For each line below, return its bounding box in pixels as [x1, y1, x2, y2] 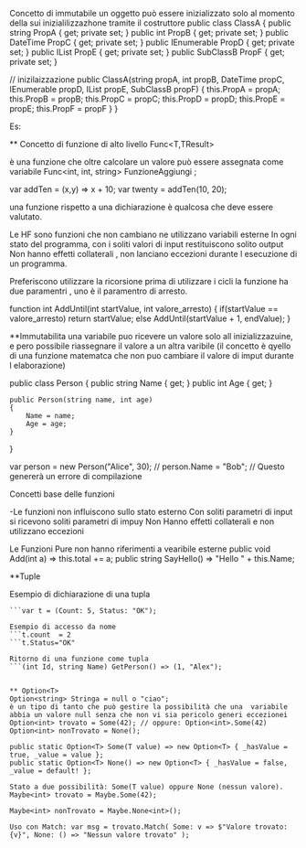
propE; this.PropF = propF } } [9, 103, 119, 113]
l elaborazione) [9, 360, 66, 370]
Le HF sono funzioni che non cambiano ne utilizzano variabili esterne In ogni [9, 229, 297, 240]
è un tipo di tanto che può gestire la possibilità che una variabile [9, 703, 288, 712]
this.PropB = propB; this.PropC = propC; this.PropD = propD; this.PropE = [9, 93, 286, 104]
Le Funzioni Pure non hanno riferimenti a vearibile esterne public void [9, 543, 271, 554]
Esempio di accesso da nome [9, 622, 117, 631]
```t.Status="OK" [9, 639, 76, 648]
